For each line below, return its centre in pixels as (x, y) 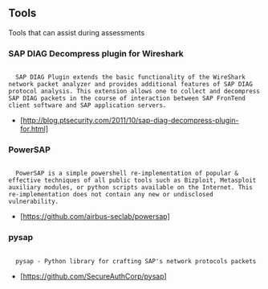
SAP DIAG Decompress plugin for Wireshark (96, 53)
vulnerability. (34, 202)
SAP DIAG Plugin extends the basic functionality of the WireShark (131, 77)
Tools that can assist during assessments (77, 32)
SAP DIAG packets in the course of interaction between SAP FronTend (127, 99)
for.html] (34, 129)
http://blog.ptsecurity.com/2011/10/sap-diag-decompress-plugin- (131, 121)
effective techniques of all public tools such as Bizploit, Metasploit (132, 180)
